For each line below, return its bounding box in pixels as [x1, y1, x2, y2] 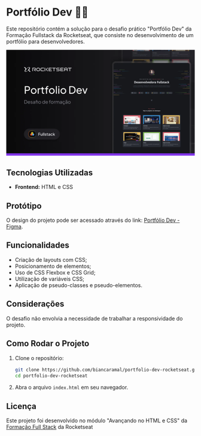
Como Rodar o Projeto [6, 339, 90, 349]
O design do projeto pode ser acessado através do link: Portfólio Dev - [6, 217, 180, 224]
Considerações [6, 299, 65, 309]
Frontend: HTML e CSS [14, 184, 74, 191]
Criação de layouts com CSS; [14, 256, 87, 263]
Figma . [6, 223, 23, 230]
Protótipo [6, 200, 42, 211]
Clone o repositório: [14, 354, 64, 361]
